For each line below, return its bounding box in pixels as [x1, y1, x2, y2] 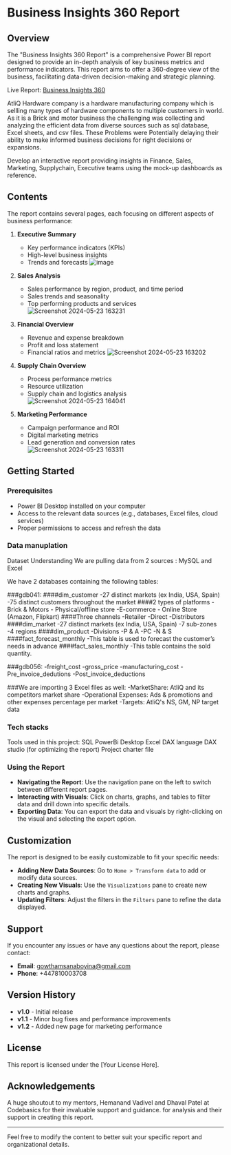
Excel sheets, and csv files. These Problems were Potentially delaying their [7, 129, 219, 136]
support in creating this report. [7, 1113, 94, 1121]
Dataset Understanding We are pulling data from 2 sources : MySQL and [7, 556, 212, 564]
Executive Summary [16, 229, 77, 238]
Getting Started [7, 465, 75, 477]
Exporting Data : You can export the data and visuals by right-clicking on [16, 808, 223, 816]
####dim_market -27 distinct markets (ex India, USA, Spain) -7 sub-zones [7, 620, 217, 628]
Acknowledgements [7, 1081, 96, 1092]
